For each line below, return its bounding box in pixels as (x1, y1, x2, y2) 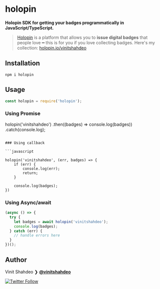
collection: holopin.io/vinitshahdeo (17, 45, 87, 51)
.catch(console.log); (5, 126, 46, 132)
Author (5, 256, 27, 264)
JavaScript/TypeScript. (5, 25, 54, 30)
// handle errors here (14, 233, 60, 238)
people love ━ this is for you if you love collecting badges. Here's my (17, 39, 155, 45)
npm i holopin (5, 72, 34, 77)
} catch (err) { (9, 229, 43, 233)
